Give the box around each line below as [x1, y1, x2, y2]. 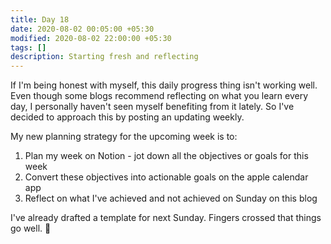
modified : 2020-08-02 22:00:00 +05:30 [10, 33, 172, 43]
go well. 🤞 [10, 222, 52, 235]
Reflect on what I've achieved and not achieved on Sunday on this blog [24, 192, 318, 205]
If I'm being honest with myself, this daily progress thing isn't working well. [10, 79, 318, 91]
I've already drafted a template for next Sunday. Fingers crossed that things [10, 212, 322, 224]
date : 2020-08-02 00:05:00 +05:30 [10, 24, 155, 34]
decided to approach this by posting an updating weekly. [10, 111, 245, 123]
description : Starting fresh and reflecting [10, 52, 199, 62]
